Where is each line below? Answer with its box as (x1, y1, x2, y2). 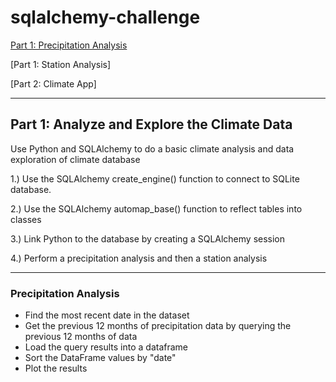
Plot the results (24, 362, 88, 375)
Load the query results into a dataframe (24, 341, 189, 353)
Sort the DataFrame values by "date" (24, 352, 177, 364)
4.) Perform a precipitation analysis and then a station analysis (10, 252, 268, 264)
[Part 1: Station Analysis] (10, 58, 112, 70)
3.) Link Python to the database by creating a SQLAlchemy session (10, 232, 286, 245)
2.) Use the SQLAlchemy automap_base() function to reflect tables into (10, 202, 303, 215)
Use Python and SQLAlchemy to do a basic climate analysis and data (10, 142, 295, 155)
